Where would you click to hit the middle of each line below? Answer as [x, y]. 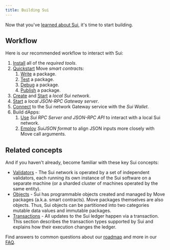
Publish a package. [40, 90]
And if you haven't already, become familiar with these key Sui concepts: [82, 163]
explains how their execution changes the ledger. [65, 227]
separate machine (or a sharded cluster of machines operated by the [85, 183]
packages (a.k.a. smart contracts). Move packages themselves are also [88, 200]
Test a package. [37, 80]
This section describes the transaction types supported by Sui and [83, 222]
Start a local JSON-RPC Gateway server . [56, 101]
